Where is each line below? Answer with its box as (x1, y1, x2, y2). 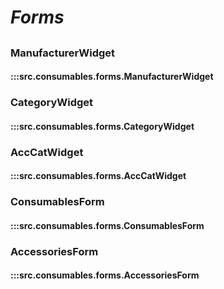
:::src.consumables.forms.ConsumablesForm (10, 219, 205, 231)
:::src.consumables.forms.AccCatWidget (10, 170, 187, 182)
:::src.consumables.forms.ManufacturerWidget (10, 71, 214, 83)
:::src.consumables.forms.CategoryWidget (10, 120, 195, 132)
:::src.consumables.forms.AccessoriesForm (10, 269, 200, 281)
